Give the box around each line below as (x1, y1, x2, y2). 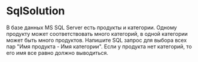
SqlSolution (6, 4, 65, 18)
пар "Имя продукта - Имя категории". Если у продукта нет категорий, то (6, 43, 193, 50)
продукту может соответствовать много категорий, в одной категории (6, 30, 188, 37)
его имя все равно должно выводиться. (6, 49, 109, 56)
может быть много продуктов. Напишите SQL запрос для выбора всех (6, 36, 187, 44)
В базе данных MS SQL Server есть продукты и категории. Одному (6, 24, 178, 31)
